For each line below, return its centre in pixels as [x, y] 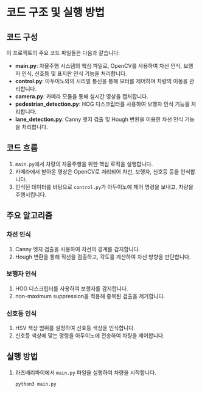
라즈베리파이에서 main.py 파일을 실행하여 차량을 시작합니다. [85, 372]
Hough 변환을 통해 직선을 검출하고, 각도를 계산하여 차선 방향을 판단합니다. [103, 257]
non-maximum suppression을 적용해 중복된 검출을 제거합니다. [90, 296]
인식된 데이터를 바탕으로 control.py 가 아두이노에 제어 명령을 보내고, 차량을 [104, 186]
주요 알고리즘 [30, 215]
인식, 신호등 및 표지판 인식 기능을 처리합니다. [75, 73]
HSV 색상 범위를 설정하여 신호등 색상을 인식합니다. [75, 328]
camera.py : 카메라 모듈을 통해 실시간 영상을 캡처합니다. [82, 96]
